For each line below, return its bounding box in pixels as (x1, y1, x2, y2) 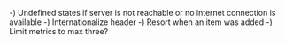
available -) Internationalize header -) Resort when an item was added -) (9, 17, 273, 27)
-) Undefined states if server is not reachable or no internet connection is (9, 8, 276, 18)
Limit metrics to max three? (9, 26, 109, 36)
